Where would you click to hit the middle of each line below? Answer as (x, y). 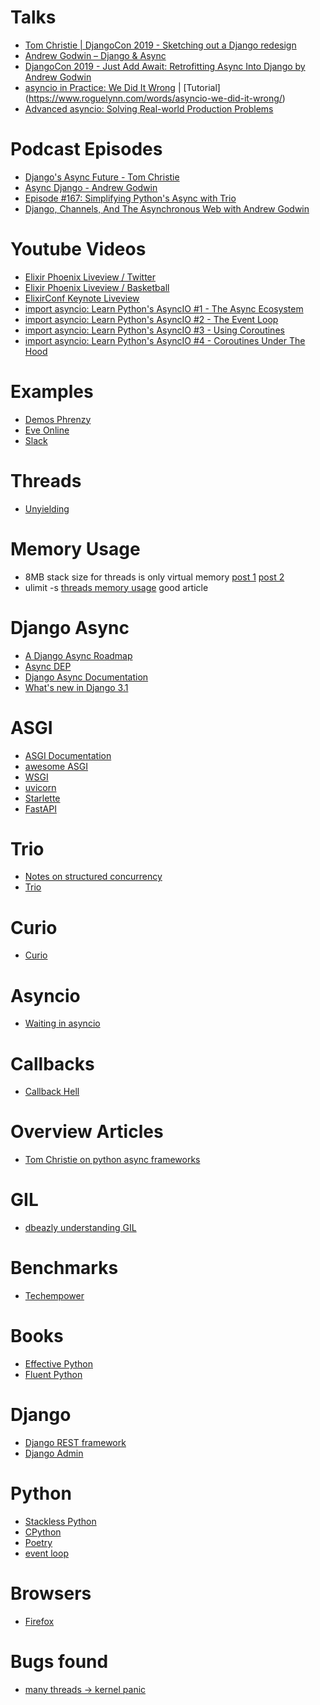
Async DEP (48, 666)
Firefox (39, 1621)
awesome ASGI (56, 766)
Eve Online (47, 430)
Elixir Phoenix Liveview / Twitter (90, 277)
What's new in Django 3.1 (76, 687)
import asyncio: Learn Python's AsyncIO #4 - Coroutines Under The (165, 340)
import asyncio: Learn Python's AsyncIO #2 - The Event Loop (151, 319)
